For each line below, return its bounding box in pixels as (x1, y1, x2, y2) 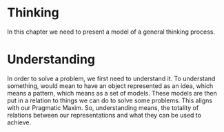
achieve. (7, 118, 32, 126)
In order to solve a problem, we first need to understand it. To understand (7, 74, 216, 82)
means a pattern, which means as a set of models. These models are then (7, 89, 217, 97)
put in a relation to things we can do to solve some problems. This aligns (7, 96, 212, 104)
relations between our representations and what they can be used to (7, 111, 202, 119)
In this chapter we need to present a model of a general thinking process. (7, 27, 216, 36)
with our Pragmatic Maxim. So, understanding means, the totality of (7, 103, 199, 111)
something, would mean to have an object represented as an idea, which (7, 81, 214, 90)
